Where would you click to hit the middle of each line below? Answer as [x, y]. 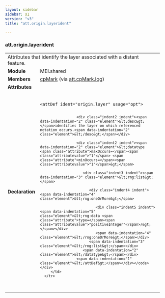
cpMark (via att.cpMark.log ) [72, 79]
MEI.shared [53, 71]
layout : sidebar [22, 10]
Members [19, 79]
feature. [16, 63]
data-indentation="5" [74, 212]
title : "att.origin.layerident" [38, 23]
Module [17, 71]
